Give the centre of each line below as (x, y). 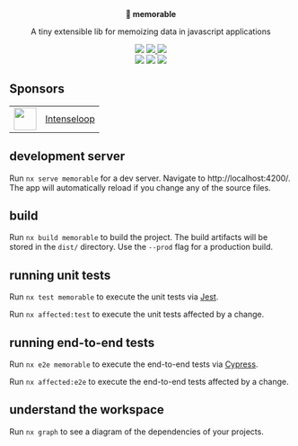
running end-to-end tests (82, 342)
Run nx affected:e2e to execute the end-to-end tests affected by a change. (149, 382)
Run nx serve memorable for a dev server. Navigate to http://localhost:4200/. (150, 178)
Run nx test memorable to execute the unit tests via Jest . (114, 297)
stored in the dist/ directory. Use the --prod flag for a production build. (141, 247)
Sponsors (37, 89)
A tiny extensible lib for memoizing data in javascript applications (151, 31)
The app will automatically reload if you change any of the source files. (140, 187)
